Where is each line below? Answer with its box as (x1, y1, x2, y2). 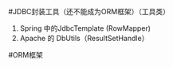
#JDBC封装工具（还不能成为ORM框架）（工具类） (8, 7, 170, 16)
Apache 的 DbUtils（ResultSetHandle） (19, 34, 149, 43)
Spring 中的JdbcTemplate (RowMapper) (19, 24, 151, 33)
